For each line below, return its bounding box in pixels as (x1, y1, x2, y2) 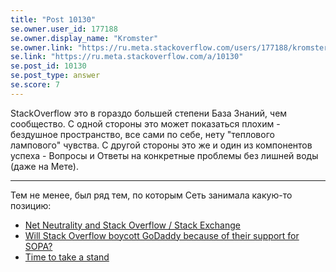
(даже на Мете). (10, 160, 79, 172)
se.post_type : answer (10, 71, 101, 81)
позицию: (10, 199, 52, 211)
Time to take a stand (24, 251, 110, 263)
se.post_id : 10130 (10, 61, 87, 71)
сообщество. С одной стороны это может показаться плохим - (10, 117, 281, 130)
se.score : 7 (10, 80, 60, 90)
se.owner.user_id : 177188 (10, 24, 118, 34)
